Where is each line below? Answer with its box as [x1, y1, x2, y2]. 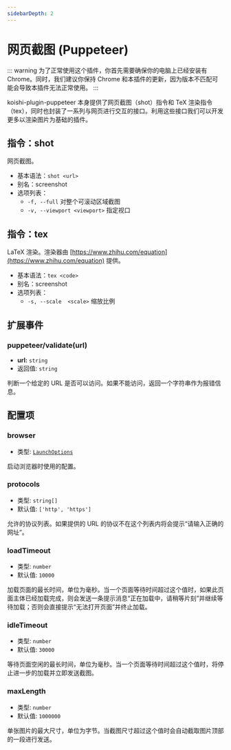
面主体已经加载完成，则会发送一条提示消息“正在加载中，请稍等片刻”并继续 [7, 594, 218, 602]
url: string [16, 356, 48, 364]
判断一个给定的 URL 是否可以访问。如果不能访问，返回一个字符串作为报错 [7, 379, 215, 387]
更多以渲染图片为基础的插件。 [7, 115, 91, 124]
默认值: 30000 [16, 646, 55, 654]
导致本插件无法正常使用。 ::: [19, 83, 99, 92]
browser [7, 431, 36, 440]
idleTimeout [7, 620, 48, 630]
